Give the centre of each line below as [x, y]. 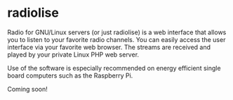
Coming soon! [27, 89]
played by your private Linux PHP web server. [73, 55]
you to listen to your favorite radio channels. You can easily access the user [116, 39]
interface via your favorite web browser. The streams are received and [109, 47]
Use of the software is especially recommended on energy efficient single [114, 68]
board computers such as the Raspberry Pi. [70, 76]
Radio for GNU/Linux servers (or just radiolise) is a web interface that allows [117, 32]
